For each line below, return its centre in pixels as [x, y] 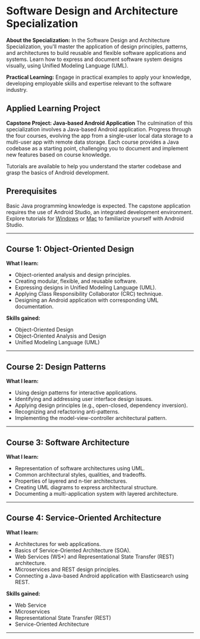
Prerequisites [32, 191]
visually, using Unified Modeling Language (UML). [68, 65]
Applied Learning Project [53, 109]
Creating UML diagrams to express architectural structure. [86, 487]
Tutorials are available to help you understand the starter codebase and [94, 166]
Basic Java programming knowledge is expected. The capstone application [98, 206]
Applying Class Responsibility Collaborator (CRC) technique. [89, 294]
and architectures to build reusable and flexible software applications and [96, 53]
